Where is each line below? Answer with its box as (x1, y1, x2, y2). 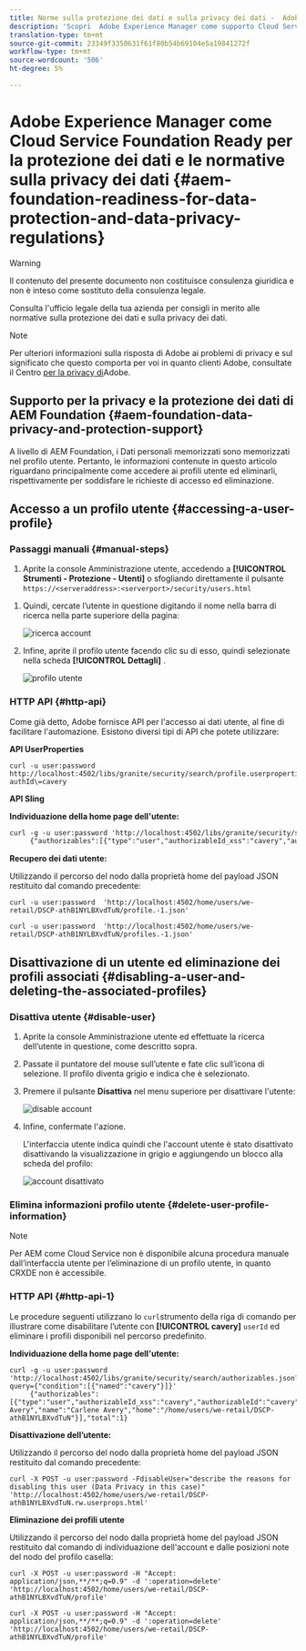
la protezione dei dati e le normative (9, 150, 285, 171)
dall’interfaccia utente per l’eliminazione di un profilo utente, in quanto (9, 1258, 271, 1269)
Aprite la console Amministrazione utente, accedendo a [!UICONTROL (22, 564, 287, 575)
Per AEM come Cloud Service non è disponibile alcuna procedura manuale (9, 1248, 290, 1259)
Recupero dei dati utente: (9, 853, 107, 864)
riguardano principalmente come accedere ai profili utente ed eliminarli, (9, 465, 278, 476)
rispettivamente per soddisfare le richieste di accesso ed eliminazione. (9, 474, 275, 485)
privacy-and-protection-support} (9, 422, 204, 437)
